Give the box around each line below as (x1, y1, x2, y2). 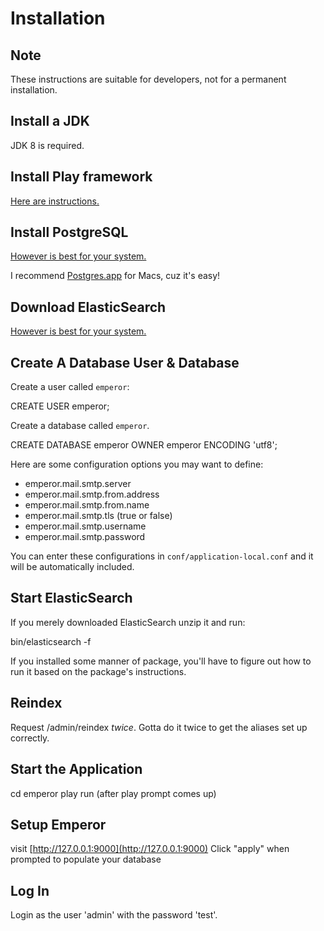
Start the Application (10, 761, 143, 778)
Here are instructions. (10, 195, 100, 207)
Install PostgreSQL (10, 224, 129, 241)
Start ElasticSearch (10, 590, 133, 607)
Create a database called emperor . (10, 420, 150, 432)
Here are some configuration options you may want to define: (10, 458, 264, 471)
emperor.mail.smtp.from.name (24, 499, 150, 511)
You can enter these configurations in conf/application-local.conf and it (10, 550, 314, 562)
